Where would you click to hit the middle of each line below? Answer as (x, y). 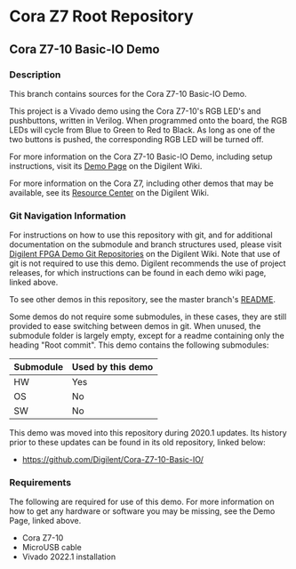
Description (35, 75)
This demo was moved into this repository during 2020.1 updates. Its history (148, 433)
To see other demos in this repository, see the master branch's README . (142, 300)
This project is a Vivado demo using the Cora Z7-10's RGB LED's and (135, 111)
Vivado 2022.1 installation (69, 557)
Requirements (40, 483)
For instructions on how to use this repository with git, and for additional (141, 235)
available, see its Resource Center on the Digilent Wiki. (109, 192)
